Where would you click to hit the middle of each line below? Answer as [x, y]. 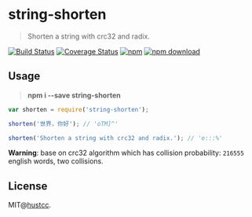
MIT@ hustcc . [29, 205]
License [28, 186]
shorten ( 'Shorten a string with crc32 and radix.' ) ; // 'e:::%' [115, 138]
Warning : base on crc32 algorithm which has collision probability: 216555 [126, 153]
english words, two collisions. [56, 161]
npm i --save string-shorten [74, 95]
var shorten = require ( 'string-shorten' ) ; [79, 109]
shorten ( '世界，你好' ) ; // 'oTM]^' [64, 123]
